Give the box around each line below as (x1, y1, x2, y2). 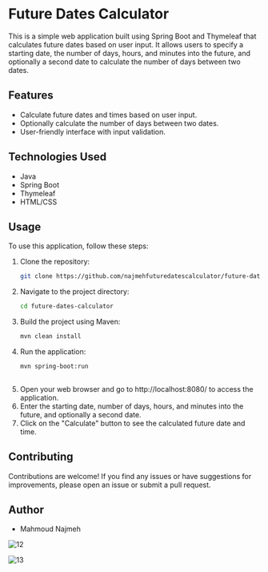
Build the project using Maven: (19, 317, 121, 327)
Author (8, 502, 44, 517)
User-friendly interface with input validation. (19, 127, 166, 136)
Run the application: (19, 347, 86, 356)
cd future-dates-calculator (19, 302, 114, 311)
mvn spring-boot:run (19, 362, 89, 370)
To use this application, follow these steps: (8, 241, 149, 251)
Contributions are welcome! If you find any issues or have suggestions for (8, 471, 252, 481)
